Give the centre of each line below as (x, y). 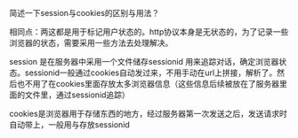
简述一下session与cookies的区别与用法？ (85, 13)
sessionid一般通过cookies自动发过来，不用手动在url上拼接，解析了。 (151, 73)
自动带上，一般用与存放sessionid (70, 125)
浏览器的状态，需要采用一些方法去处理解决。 (91, 43)
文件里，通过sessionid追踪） (77, 95)
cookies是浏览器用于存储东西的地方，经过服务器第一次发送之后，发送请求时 (148, 114)
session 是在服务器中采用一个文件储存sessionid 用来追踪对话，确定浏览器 (144, 61)
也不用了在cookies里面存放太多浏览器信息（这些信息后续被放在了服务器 (148, 84)
